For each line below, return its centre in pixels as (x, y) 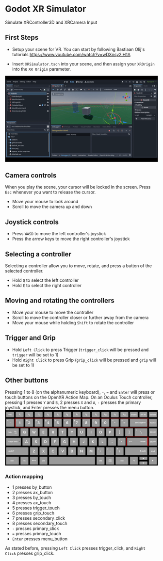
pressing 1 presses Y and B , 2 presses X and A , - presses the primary (73, 402)
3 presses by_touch (32, 497)
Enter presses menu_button (40, 539)
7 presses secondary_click (39, 518)
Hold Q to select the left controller (45, 280)
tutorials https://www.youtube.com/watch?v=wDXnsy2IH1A (71, 54)
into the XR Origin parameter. (41, 69)
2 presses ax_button (33, 492)
